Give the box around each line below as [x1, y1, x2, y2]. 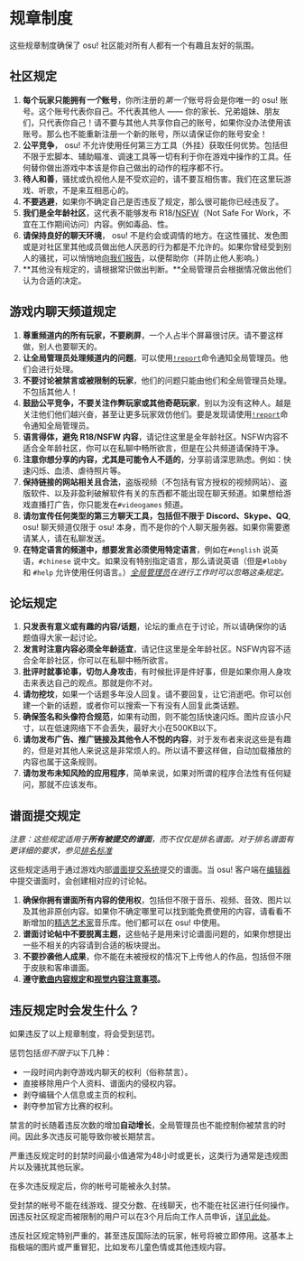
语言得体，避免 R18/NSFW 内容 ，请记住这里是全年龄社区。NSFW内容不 [22, 431, 289, 442]
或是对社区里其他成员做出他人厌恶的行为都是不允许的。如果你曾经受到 [22, 241, 284, 252]
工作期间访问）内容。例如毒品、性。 [38, 218, 173, 229]
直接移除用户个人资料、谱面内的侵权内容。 [22, 1078, 181, 1089]
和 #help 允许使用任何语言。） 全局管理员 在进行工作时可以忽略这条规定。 [22, 566, 289, 578]
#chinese [38, 557, 72, 566]
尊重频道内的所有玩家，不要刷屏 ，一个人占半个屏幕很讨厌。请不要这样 [22, 329, 284, 340]
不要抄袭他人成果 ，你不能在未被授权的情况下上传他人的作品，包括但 [22, 951, 276, 962]
